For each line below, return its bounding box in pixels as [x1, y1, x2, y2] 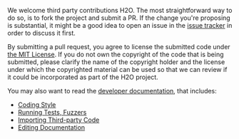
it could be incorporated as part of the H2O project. [7, 73, 158, 81]
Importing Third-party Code [17, 115, 100, 124]
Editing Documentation [17, 123, 86, 131]
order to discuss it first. [7, 29, 76, 37]
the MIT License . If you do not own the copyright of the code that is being [7, 50, 224, 58]
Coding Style [17, 101, 56, 109]
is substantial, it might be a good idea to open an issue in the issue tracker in [7, 21, 233, 29]
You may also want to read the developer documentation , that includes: [7, 87, 218, 95]
